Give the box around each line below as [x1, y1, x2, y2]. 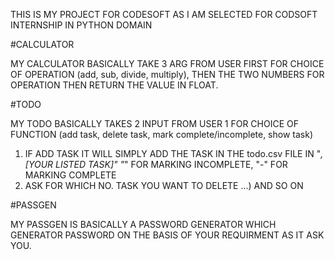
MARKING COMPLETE [24, 169, 117, 181]
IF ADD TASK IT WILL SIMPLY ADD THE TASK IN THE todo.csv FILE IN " [24, 148, 322, 159]
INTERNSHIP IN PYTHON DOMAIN [10, 19, 153, 31]
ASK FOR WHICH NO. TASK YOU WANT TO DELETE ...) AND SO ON [24, 180, 304, 191]
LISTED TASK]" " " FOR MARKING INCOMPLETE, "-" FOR [54, 159, 288, 170]
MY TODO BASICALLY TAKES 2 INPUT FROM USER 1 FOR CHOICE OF [10, 118, 300, 129]
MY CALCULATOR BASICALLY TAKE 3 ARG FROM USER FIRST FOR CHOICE [10, 58, 325, 69]
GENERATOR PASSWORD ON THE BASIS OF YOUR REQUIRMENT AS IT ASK [10, 229, 325, 241]
